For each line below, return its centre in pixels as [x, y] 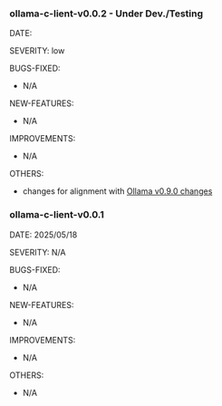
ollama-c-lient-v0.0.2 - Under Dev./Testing [106, 14]
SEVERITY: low [37, 51]
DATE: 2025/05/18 [43, 235]
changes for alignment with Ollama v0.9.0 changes [117, 191]
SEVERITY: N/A [38, 252]
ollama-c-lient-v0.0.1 [57, 215]
